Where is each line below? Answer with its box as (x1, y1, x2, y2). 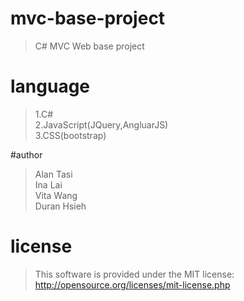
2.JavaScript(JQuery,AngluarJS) (34, 118, 169, 131)
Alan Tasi (34, 168, 73, 180)
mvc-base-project (10, 7, 166, 30)
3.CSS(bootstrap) (34, 129, 107, 141)
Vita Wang (34, 189, 78, 201)
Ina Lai (34, 178, 63, 191)
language (10, 75, 91, 98)
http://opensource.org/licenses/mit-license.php (34, 278, 231, 291)
